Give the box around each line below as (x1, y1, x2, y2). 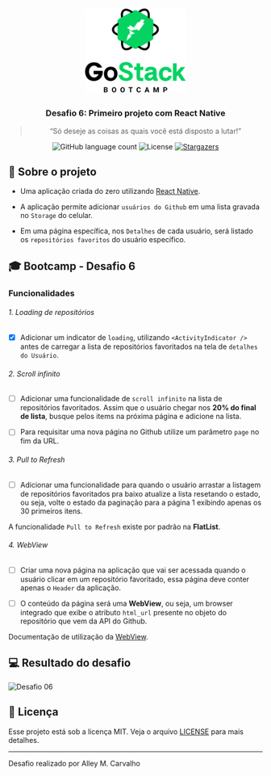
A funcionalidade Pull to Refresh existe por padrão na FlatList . (8, 522, 221, 531)
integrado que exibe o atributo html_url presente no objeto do (19, 607, 227, 617)
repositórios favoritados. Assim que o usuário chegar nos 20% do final (19, 403, 256, 413)
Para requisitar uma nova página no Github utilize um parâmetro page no (19, 427, 260, 437)
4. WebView (8, 540, 48, 550)
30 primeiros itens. (19, 505, 83, 516)
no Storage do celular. (19, 211, 93, 220)
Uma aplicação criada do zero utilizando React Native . (19, 187, 201, 196)
